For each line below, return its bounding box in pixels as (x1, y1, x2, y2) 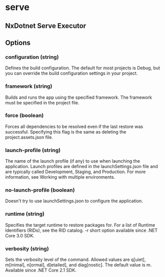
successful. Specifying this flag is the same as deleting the (5, 128, 126, 134)
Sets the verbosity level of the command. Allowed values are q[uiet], (5, 256, 146, 262)
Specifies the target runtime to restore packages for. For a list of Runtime (5, 222, 155, 228)
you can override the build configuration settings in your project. (5, 70, 138, 76)
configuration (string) (5, 53, 59, 60)
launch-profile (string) (5, 147, 61, 154)
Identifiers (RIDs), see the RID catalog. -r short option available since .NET (5, 227, 158, 233)
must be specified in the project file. (5, 99, 79, 105)
